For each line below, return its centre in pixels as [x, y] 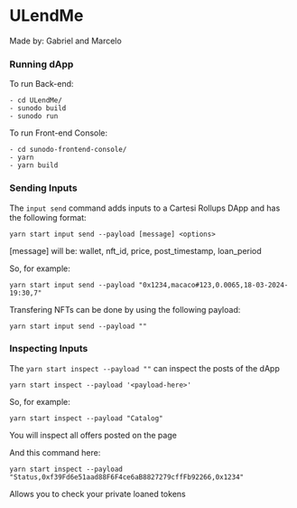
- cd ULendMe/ [36, 100]
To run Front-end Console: [59, 133]
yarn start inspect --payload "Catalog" [87, 418]
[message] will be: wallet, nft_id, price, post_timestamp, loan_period [135, 250]
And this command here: [55, 452]
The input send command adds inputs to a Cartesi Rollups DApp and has [145, 208]
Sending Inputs [44, 188]
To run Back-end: [42, 84]
